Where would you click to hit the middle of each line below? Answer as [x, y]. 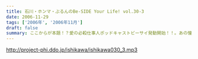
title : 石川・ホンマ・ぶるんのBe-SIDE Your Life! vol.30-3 [75, 11]
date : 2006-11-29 [27, 17]
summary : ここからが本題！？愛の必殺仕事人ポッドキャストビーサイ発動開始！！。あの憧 [99, 33]
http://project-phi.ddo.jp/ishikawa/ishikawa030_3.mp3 [72, 50]
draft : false [22, 28]
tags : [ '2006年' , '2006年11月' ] [44, 22]
